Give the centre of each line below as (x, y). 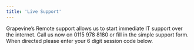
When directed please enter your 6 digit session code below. (80, 41)
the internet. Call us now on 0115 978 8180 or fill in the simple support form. (98, 34)
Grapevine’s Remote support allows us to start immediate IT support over (95, 28)
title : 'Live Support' (34, 11)
